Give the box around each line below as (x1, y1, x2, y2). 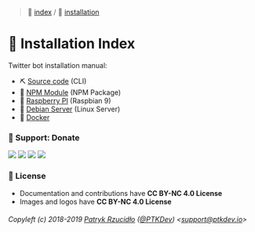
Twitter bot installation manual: (8, 60, 107, 70)
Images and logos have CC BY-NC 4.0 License (19, 197, 172, 206)
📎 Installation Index (8, 35, 136, 53)
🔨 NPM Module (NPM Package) (19, 87, 122, 97)
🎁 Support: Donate (8, 132, 80, 143)
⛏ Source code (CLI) (19, 76, 87, 85)
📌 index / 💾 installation (27, 8, 100, 16)
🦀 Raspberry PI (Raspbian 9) (19, 96, 111, 105)
